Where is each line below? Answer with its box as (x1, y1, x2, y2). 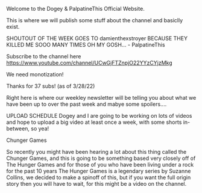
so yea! (31, 125, 49, 132)
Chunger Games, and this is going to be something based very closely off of (6, 155, 196, 162)
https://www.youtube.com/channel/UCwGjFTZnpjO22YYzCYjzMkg (6, 60, 173, 66)
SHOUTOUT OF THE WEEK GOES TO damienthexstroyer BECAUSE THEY (6, 35, 188, 41)
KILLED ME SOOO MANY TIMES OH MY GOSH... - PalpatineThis (6, 41, 165, 48)
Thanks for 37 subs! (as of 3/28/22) (6, 82, 95, 90)
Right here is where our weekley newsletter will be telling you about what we (6, 94, 197, 101)
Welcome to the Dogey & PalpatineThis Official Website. (6, 5, 145, 12)
